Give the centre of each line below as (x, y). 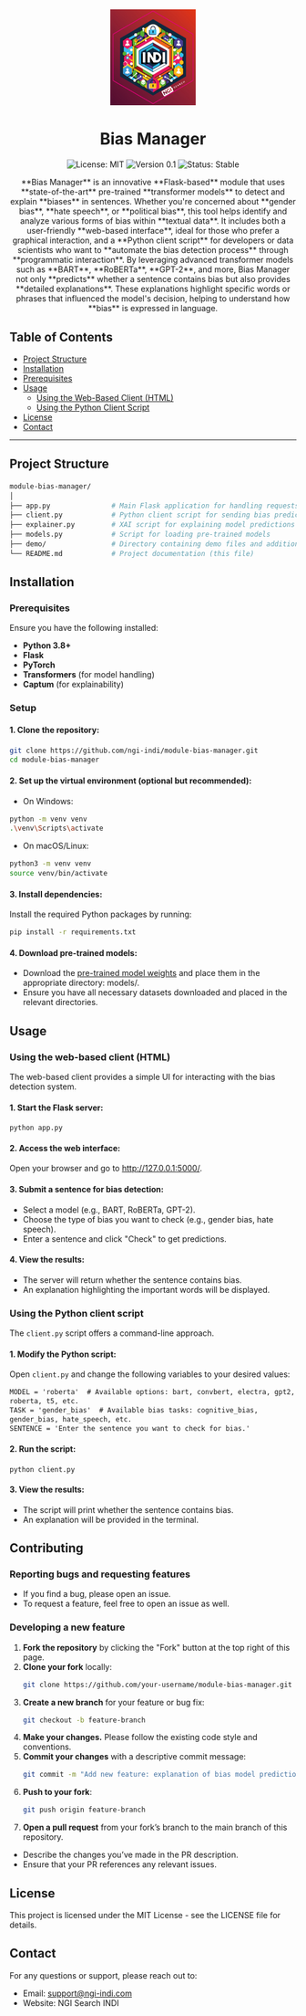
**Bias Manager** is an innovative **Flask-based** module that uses (153, 183)
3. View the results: (47, 1490)
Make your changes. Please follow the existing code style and (140, 1738)
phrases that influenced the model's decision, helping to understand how (153, 299)
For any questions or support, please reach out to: (103, 1975)
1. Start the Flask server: (56, 1108)
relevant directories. (60, 1003)
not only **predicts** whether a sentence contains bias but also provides (153, 279)
